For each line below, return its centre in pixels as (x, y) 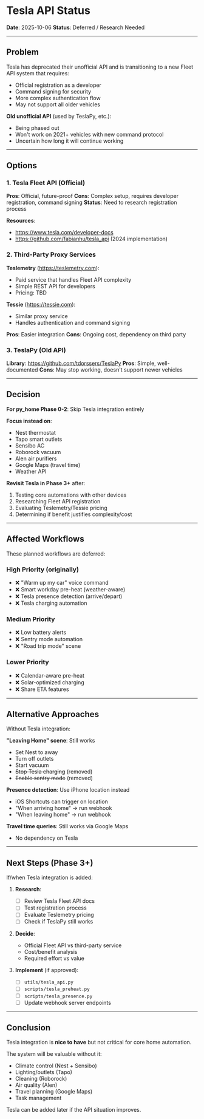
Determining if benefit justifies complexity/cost (73, 514)
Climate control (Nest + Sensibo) (56, 1066)
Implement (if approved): (47, 970)
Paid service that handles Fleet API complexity (73, 279)
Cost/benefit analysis (51, 952)
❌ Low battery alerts (41, 633)
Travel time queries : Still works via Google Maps (67, 826)
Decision (23, 394)
